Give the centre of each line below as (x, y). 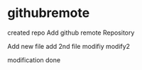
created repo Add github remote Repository (71, 33)
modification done (34, 60)
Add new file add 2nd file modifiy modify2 (69, 46)
